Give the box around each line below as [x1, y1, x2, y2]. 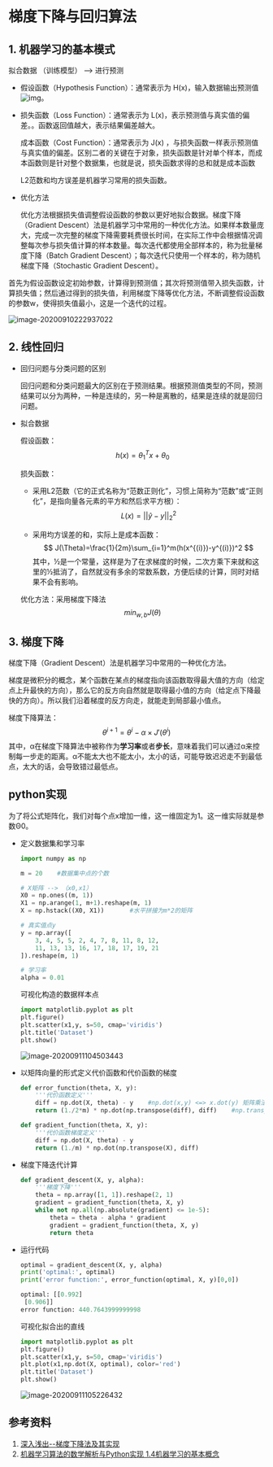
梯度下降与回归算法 [8, 7, 137, 26]
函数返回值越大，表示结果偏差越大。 [37, 120, 160, 130]
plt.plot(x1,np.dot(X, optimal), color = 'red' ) [19, 1360, 181, 1369]
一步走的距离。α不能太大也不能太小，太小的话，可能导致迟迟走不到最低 [22, 751, 262, 761]
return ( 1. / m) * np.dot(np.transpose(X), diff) [35, 1144, 199, 1152]
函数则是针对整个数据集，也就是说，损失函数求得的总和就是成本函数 [27, 158, 256, 168]
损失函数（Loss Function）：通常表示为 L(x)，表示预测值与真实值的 [19, 111, 243, 120]
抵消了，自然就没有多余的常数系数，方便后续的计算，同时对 [52, 566, 253, 576]
